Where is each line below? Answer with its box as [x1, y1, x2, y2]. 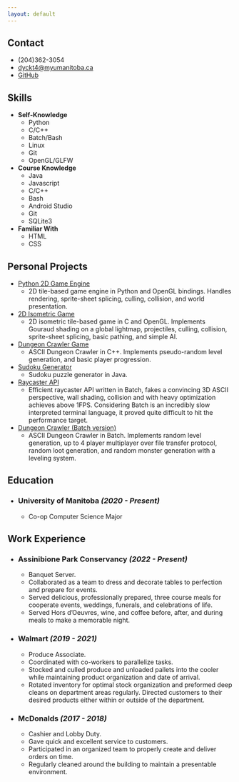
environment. [28, 768, 68, 776]
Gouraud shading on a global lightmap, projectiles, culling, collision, [28, 325, 228, 334]
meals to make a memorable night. [28, 616, 131, 625]
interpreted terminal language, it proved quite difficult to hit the [28, 408, 213, 417]
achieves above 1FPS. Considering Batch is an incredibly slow [28, 401, 210, 409]
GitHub [17, 71, 39, 79]
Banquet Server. [28, 571, 76, 579]
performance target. [28, 416, 88, 425]
